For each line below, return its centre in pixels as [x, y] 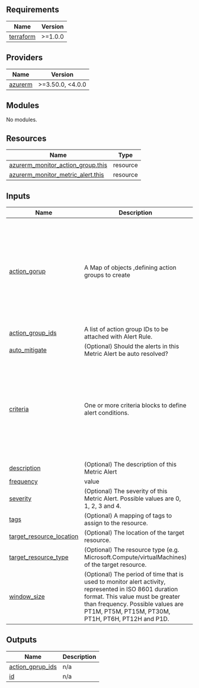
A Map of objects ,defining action [130, 267]
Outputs [22, 640]
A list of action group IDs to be [126, 329]
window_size [27, 597]
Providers [25, 58]
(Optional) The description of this [130, 465]
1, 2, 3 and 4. [102, 506]
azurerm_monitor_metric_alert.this [57, 175]
